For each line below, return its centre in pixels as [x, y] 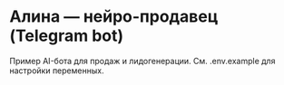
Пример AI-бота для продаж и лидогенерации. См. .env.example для [142, 61]
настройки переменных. [57, 71]
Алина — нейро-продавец [114, 17]
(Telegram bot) [67, 36]
